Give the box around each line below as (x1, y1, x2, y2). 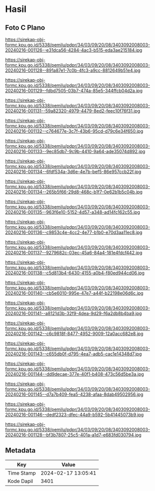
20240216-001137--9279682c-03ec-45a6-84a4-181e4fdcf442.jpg (5, 250, 143, 255)
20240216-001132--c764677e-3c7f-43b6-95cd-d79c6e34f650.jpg (5, 128, 143, 134)
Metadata (5, 446, 36, 455)
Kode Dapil (7, 478, 33, 485)
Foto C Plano (5, 23, 45, 32)
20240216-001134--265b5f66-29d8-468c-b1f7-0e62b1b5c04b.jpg (5, 189, 143, 195)
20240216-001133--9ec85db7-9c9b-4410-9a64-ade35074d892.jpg (5, 149, 146, 154)
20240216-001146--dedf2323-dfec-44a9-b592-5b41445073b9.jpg (5, 412, 144, 417)
